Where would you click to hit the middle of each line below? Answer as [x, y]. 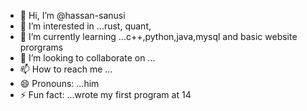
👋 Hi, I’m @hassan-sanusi [72, 15]
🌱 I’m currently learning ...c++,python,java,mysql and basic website [158, 36]
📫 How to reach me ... [66, 69]
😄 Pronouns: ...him [59, 83]
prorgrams [41, 47]
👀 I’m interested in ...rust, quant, [85, 26]
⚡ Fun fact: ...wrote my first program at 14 [105, 94]
